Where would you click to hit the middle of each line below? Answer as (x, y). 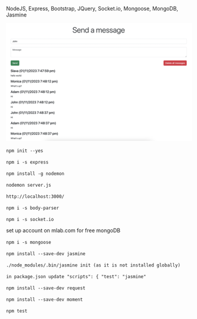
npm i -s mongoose (29, 242)
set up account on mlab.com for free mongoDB (63, 230)
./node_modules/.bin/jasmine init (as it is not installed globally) (93, 265)
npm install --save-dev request (46, 288)
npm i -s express (27, 162)
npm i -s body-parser (33, 208)
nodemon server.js (29, 185)
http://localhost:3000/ (35, 196)
